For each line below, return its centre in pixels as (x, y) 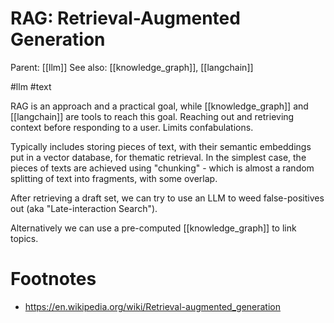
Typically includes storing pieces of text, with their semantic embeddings (161, 146)
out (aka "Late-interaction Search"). (84, 208)
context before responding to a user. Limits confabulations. (132, 127)
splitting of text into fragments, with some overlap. (114, 178)
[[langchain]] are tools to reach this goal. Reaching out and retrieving (152, 116)
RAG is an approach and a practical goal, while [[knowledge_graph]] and (159, 106)
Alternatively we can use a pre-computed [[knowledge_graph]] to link (153, 228)
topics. (24, 238)
